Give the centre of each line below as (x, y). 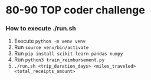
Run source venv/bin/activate (51, 47)
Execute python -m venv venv (50, 41)
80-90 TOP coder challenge (75, 10)
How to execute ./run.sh (41, 29)
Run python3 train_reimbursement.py (59, 60)
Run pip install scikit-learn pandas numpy (68, 54)
